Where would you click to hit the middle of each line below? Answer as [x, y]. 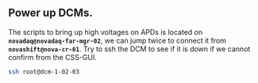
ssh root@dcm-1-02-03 [44, 72]
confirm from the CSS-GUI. [52, 57]
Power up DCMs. [50, 13]
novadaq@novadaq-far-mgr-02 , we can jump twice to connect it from [117, 40]
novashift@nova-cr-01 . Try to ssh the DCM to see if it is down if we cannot [129, 49]
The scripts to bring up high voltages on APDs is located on [106, 32]
